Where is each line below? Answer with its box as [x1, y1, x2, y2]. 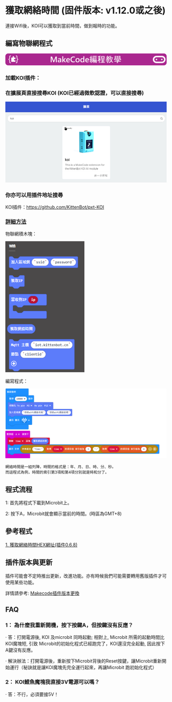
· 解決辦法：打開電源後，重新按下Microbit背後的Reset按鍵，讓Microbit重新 [5, 658, 162, 664]
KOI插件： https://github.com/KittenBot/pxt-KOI [5, 204, 104, 210]
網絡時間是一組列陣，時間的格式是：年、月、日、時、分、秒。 [5, 464, 116, 470]
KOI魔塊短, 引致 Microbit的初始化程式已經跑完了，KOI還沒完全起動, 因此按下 [5, 640, 165, 647]
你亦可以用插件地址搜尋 [5, 191, 63, 198]
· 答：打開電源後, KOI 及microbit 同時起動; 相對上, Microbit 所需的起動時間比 [5, 634, 165, 640]
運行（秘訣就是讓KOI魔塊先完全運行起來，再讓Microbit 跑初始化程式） [9, 665, 157, 671]
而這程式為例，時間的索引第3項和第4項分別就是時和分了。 [5, 470, 109, 475]
